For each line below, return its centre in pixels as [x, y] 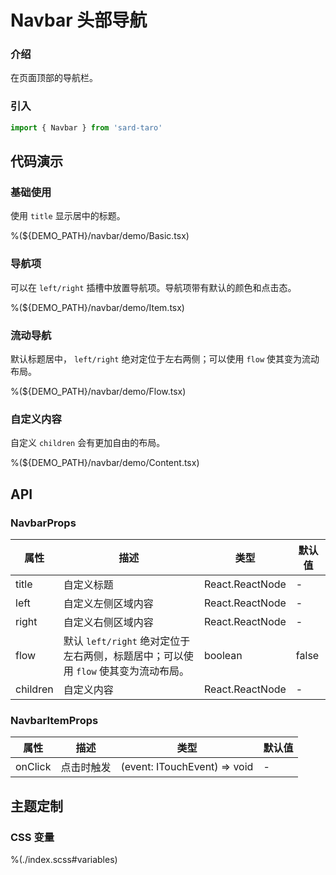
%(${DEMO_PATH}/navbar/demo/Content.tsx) [105, 463]
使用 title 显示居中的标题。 [68, 216]
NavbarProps [43, 523]
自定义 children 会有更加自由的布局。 [88, 443]
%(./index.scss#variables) [64, 859]
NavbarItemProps [54, 720]
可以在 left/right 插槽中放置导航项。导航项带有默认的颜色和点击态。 [153, 287]
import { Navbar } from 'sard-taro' [86, 127]
